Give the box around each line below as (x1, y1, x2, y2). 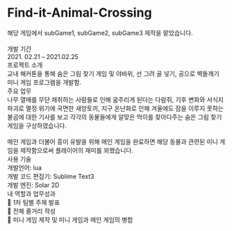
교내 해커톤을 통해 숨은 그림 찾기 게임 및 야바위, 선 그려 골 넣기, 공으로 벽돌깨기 (7, 69, 220, 78)
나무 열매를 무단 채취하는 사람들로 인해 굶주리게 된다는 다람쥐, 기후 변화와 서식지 (7, 95, 224, 103)
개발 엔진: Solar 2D (7, 180, 60, 189)
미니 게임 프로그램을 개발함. (7, 78, 82, 86)
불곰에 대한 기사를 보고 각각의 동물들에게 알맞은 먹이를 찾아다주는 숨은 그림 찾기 (7, 112, 222, 121)
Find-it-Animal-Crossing (7, 5, 152, 21)
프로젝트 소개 (7, 60, 43, 69)
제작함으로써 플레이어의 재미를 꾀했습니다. (19, 146, 134, 154)
